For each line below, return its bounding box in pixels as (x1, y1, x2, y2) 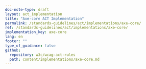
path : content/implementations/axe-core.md (9, 57, 99, 62)
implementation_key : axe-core (5, 30, 67, 34)
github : (5, 48, 21, 52)
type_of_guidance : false (5, 43, 56, 48)
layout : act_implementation (5, 12, 63, 17)
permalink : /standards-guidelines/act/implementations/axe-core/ (5, 20, 141, 26)
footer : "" (5, 39, 27, 44)
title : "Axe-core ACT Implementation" (5, 16, 84, 21)
